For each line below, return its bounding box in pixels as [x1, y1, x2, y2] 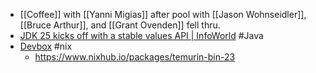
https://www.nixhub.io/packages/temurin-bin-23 [34, 51, 236, 63]
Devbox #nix [19, 40, 73, 52]
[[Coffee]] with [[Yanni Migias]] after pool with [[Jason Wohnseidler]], [19, 9, 307, 20]
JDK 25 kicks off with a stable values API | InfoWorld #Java [19, 30, 264, 41]
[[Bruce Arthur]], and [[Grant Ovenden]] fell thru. [19, 19, 221, 31]
